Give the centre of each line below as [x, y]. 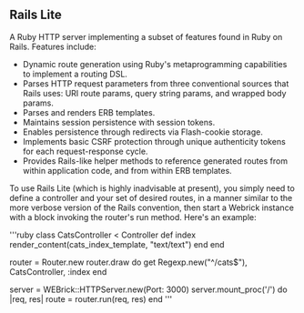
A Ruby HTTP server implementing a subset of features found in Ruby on [146, 36]
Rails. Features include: [53, 46]
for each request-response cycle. [85, 151]
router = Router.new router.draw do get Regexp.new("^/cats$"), [128, 262]
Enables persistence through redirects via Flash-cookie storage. [143, 132]
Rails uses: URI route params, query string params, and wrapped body [154, 93]
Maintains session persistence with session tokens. [119, 122]
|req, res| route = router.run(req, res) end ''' [91, 298]
